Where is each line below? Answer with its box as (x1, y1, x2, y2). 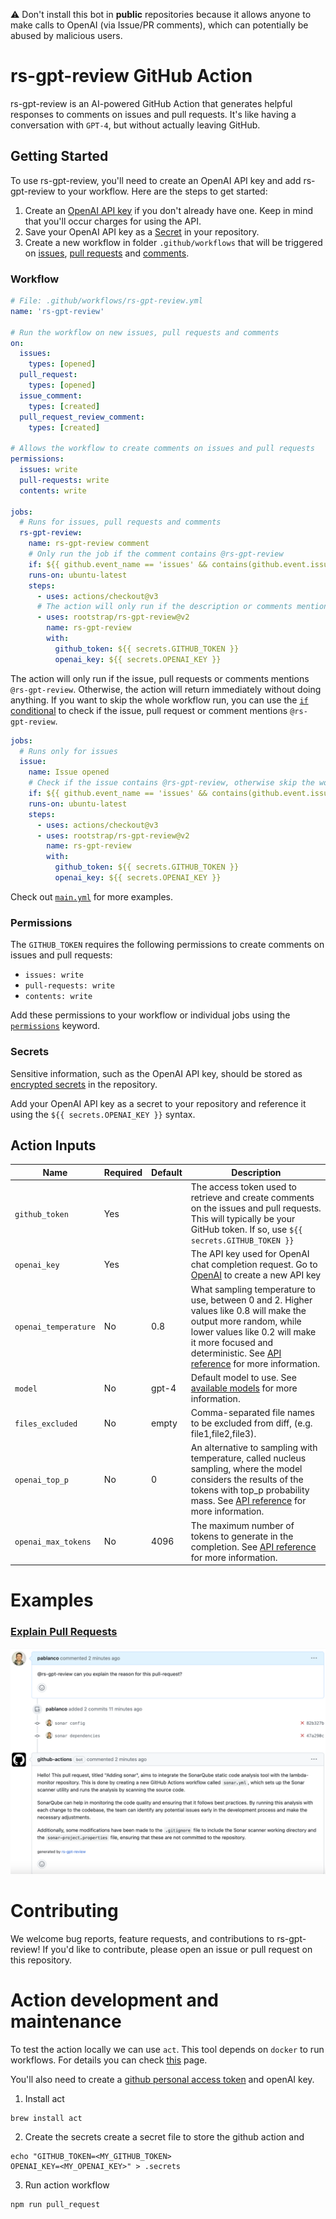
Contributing (10, 1900, 119, 1923)
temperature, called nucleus (190, 1452, 307, 1464)
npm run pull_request (10, 2199, 101, 2209)
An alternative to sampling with (190, 1442, 318, 1454)
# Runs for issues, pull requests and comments (19, 517, 222, 528)
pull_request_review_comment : (19, 412, 145, 422)
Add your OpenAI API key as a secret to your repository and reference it (10, 1097, 307, 1109)
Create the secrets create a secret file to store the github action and (24, 2130, 305, 2143)
